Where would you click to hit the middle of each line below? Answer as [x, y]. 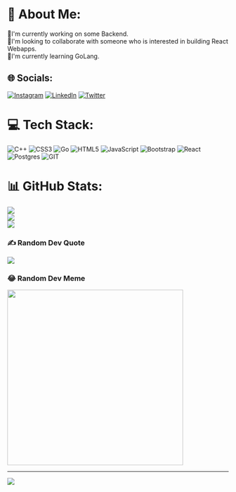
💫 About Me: [44, 14]
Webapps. [22, 48]
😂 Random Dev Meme [46, 278]
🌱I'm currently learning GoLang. [53, 56]
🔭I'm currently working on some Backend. [68, 34]
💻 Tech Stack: [51, 125]
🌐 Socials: [30, 78]
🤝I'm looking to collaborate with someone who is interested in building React [118, 41]
